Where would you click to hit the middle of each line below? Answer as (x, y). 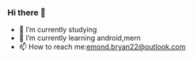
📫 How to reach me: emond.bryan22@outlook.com (102, 47)
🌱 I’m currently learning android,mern (80, 38)
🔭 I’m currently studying (58, 30)
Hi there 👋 (27, 13)
